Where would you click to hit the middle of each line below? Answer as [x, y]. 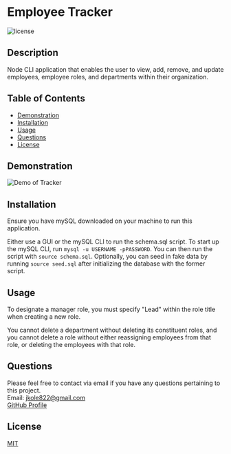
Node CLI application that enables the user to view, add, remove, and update [115, 69]
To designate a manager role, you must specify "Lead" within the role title [111, 309]
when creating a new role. [44, 317]
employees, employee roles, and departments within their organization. [108, 77]
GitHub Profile [27, 405]
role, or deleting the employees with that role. [71, 345]
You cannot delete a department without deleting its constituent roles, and [112, 330]
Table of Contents [46, 98]
